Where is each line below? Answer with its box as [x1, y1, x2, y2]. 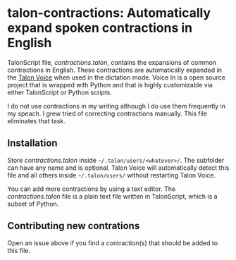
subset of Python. [7, 199, 59, 208]
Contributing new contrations [7, 220, 140, 232]
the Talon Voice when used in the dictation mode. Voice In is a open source [7, 73, 225, 82]
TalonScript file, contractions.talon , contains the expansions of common [7, 58, 217, 66]
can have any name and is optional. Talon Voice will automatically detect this [7, 163, 230, 172]
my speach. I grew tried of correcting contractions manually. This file [7, 109, 208, 118]
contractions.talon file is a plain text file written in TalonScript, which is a [7, 192, 218, 200]
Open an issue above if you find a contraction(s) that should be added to [7, 238, 218, 247]
